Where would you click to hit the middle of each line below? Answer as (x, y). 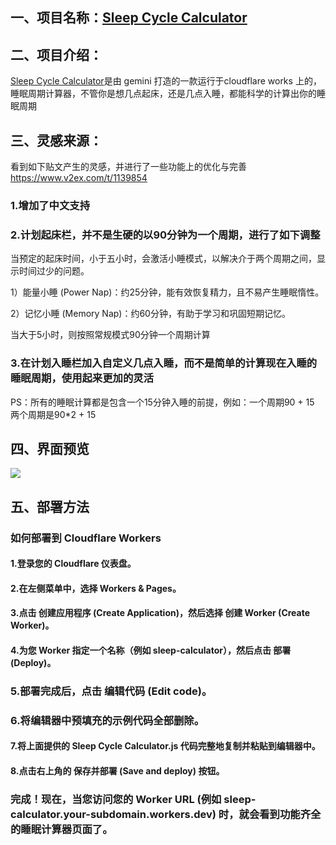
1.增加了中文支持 (50, 205)
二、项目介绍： (56, 54)
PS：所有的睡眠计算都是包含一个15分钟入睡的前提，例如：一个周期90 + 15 (162, 402)
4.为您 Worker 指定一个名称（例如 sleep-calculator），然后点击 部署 (151, 650)
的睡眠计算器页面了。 (61, 829)
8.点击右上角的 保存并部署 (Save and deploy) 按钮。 (117, 771)
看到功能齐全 (290, 814)
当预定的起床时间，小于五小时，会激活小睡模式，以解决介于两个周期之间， (163, 259)
